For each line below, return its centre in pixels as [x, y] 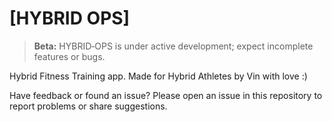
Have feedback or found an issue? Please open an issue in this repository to [166, 95]
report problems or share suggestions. [88, 106]
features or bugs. [69, 56]
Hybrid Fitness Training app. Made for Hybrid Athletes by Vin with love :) [158, 76]
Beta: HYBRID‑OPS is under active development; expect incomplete [173, 46]
